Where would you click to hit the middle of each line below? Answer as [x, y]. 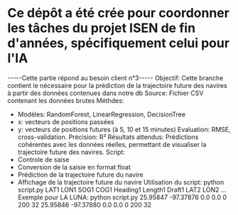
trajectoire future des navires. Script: [71, 152]
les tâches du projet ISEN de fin [102, 28]
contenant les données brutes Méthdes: [66, 100]
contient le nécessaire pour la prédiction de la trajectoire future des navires [117, 85]
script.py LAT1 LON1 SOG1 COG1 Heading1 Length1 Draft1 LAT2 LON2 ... [122, 189]
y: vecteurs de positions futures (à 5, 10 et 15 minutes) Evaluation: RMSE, [124, 129]
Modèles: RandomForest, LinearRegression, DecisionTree [102, 114]
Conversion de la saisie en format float [74, 167]
